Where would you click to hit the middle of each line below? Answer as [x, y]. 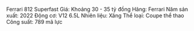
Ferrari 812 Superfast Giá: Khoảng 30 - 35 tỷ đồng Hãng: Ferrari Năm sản [97, 9]
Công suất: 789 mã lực [34, 22]
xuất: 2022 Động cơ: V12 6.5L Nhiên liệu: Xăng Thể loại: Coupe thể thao [95, 15]
